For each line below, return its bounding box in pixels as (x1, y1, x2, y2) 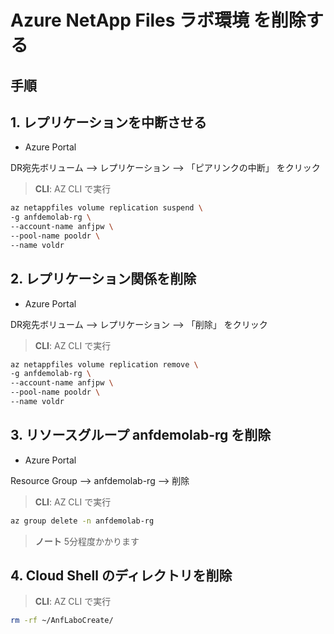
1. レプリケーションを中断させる (10, 114, 207, 131)
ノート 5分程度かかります (34, 535, 140, 547)
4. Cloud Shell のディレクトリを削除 (10, 567, 233, 585)
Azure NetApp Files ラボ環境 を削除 (10, 9, 307, 32)
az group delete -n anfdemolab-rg (10, 516, 155, 526)
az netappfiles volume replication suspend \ (10, 203, 203, 213)
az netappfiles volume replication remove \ (10, 359, 199, 370)
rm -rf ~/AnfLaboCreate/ (10, 616, 114, 626)
